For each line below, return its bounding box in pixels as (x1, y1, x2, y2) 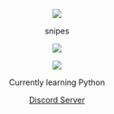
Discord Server (28, 95, 86, 105)
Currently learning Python (8, 77, 106, 88)
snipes (44, 25, 70, 36)
